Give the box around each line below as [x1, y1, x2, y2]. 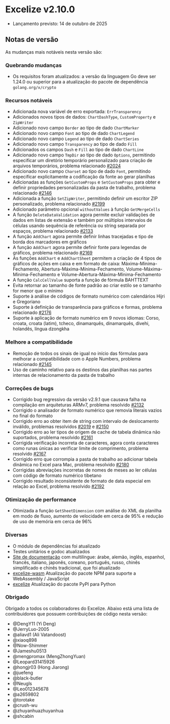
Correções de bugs [5, 384, 54, 392]
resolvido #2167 [12, 450, 47, 457]
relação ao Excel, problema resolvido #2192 [12, 483, 105, 489]
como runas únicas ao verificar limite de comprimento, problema [12, 445, 149, 451]
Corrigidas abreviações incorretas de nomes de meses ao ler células [12, 467, 157, 473]
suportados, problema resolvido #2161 [12, 434, 93, 440]
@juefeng [12, 669, 33, 675]
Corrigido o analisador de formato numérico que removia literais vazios [12, 407, 162, 413]
